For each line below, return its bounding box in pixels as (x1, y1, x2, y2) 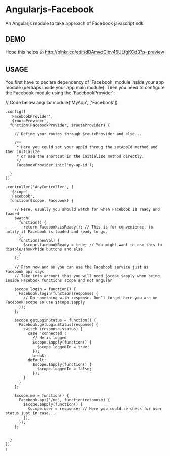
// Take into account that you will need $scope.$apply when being (14, 273, 160, 278)
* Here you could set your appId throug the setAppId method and (16, 144, 158, 150)
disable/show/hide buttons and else (5, 247, 83, 252)
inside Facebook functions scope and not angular (5, 278, 113, 283)
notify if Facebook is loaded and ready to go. (5, 229, 108, 234)
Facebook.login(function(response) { (18, 291, 99, 296)
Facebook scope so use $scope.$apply (5, 300, 85, 305)
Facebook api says (5, 269, 44, 274)
